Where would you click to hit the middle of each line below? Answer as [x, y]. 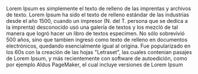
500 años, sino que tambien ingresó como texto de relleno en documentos [97, 40]
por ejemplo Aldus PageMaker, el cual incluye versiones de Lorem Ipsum [95, 65]
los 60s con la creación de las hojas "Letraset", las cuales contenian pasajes [99, 52]
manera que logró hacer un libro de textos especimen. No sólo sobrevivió [95, 33]
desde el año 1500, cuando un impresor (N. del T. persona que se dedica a [97, 21]
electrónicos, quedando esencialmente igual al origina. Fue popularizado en [98, 46]
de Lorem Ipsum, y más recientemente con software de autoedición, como [97, 58]
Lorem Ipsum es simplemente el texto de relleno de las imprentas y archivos [99, 9]
